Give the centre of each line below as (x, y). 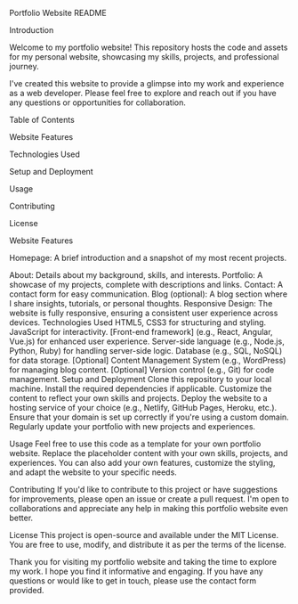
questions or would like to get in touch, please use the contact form (133, 581)
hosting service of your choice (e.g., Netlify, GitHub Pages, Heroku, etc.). (143, 408)
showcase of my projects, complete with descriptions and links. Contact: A (146, 285)
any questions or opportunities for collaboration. (98, 102)
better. (21, 518)
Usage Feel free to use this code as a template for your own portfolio (135, 444)
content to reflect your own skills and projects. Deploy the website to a (139, 398)
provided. (27, 590)
